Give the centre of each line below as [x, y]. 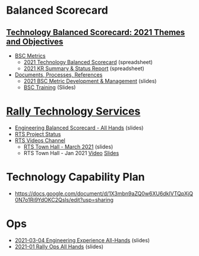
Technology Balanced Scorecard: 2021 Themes [96, 32]
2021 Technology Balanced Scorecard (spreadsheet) [88, 62]
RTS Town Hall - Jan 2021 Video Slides [71, 153]
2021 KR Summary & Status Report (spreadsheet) [84, 68]
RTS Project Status [38, 134]
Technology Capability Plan [75, 177]
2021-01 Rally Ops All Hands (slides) [59, 246]
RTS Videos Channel [40, 140]
